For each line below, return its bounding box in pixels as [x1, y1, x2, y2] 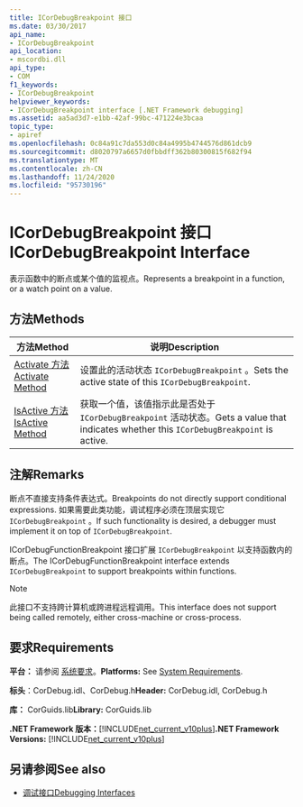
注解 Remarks [9, 467, 85, 482]
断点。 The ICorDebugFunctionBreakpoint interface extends [9, 555, 230, 566]
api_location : [9, 47, 63, 56]
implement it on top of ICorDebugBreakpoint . [9, 525, 173, 536]
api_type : [9, 64, 47, 73]
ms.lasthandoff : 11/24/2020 [9, 172, 115, 181]
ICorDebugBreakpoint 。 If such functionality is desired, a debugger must [9, 515, 277, 526]
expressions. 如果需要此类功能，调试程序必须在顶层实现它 [9, 504, 225, 515]
